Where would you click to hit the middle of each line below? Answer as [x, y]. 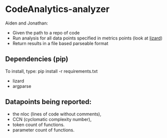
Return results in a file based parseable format [60, 43]
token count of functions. [39, 124]
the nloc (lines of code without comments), [57, 114]
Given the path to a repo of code [46, 32]
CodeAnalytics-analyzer [57, 9]
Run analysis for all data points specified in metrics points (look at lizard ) [88, 38]
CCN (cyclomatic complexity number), [52, 119]
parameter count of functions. [43, 130]
